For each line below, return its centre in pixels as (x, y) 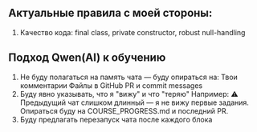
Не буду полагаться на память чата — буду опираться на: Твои (129, 77)
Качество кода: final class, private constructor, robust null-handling (133, 32)
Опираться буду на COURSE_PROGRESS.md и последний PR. (124, 110)
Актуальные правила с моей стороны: (110, 13)
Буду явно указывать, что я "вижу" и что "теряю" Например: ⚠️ (129, 94)
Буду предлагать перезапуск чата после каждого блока (116, 119)
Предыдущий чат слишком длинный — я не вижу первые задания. (134, 102)
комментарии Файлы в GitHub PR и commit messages (111, 85)
